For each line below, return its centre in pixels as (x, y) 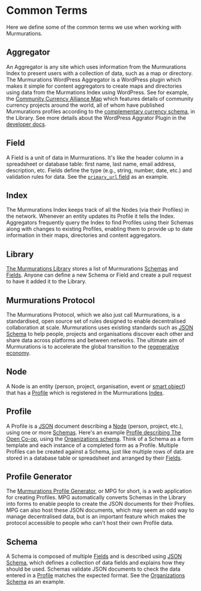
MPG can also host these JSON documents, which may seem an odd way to (100, 510)
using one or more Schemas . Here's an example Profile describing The (94, 432)
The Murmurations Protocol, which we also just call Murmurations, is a (93, 315)
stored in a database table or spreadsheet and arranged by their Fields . (94, 458)
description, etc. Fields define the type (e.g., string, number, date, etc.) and (99, 170)
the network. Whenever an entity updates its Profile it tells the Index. (91, 216)
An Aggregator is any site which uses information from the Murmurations (96, 67)
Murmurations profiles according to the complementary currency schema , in (100, 111)
